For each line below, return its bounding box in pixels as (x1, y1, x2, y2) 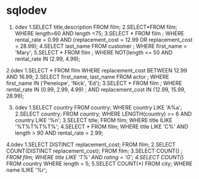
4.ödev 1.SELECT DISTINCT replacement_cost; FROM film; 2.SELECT (6, 141, 176, 148)
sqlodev (6, 4, 47, 17)
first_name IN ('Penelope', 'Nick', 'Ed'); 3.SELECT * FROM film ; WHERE (6, 79, 182, 87)
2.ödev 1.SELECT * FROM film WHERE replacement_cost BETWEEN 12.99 (6, 66, 187, 74)
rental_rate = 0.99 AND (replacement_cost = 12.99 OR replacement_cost (14, 36, 193, 43)
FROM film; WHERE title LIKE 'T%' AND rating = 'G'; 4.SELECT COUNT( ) (6, 153, 184, 160)
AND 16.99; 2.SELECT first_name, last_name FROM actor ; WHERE (6, 73, 169, 80)
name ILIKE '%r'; (6, 166, 48, 174)
